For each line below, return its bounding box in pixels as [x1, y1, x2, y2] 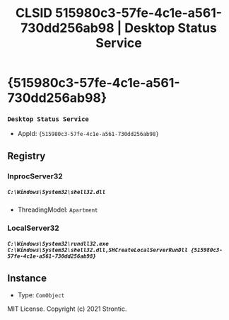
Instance [7, 272, 47, 284]
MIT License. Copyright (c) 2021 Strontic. [7, 304, 127, 313]
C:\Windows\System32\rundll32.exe [7, 241, 110, 248]
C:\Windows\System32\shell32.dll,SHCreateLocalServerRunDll [7, 246, 189, 254]
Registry [7, 150, 46, 162]
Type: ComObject [17, 291, 65, 299]
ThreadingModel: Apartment [17, 205, 98, 214]
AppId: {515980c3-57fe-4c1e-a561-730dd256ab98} [17, 130, 159, 138]
